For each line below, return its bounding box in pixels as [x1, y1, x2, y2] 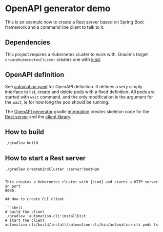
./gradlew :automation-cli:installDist [5, 214, 86, 219]
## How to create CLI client [5, 197, 64, 202]
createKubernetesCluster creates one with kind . [5, 57, 102, 62]
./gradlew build [5, 141, 38, 146]
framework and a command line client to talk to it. [5, 24, 105, 30]
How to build [5, 128, 44, 136]
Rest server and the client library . [5, 114, 72, 119]
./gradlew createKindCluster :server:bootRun [5, 167, 99, 172]
